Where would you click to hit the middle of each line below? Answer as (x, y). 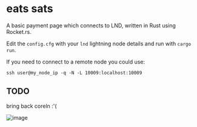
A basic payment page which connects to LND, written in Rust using (91, 25)
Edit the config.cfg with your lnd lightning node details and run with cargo (99, 44)
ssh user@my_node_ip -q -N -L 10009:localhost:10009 (74, 73)
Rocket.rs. (19, 31)
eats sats (30, 9)
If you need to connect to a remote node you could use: (76, 62)
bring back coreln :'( (32, 106)
